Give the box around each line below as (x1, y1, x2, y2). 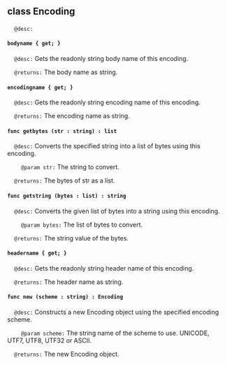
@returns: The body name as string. (13, 68, 118, 76)
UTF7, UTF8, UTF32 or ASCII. (7, 336, 92, 345)
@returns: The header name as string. (13, 278, 124, 286)
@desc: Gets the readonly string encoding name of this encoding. (13, 98, 201, 107)
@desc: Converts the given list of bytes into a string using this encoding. (13, 206, 220, 215)
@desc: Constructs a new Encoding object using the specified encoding (13, 308, 219, 317)
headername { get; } (7, 250, 68, 257)
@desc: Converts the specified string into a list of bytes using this (13, 142, 200, 150)
